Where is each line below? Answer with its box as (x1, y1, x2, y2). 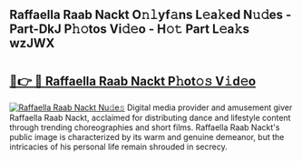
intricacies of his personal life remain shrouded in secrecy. (9, 141, 229, 152)
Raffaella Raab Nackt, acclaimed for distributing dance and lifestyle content (9, 113, 291, 123)
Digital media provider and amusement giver (126, 102, 293, 113)
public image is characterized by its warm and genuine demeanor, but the (9, 132, 285, 142)
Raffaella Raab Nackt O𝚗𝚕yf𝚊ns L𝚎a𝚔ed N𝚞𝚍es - (9, 7, 292, 23)
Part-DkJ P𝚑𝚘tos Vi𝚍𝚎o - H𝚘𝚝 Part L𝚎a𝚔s (9, 22, 250, 37)
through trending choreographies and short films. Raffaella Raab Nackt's (9, 122, 280, 133)
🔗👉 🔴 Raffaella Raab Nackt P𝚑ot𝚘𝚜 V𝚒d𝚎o (9, 73, 257, 89)
